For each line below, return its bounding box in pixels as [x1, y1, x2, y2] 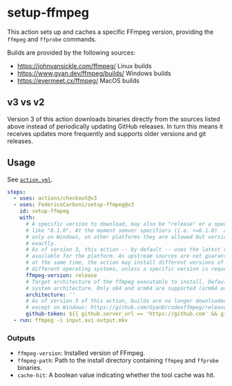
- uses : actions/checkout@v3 [13, 195, 97, 202]
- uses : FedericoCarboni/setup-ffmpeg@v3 [13, 202, 135, 209]
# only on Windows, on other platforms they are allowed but [25, 233, 206, 240]
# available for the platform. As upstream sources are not [25, 253, 202, 260]
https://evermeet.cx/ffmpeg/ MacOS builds [17, 76, 140, 84]
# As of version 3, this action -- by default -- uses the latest [25, 247, 221, 253]
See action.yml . [7, 175, 53, 184]
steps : [7, 189, 26, 195]
